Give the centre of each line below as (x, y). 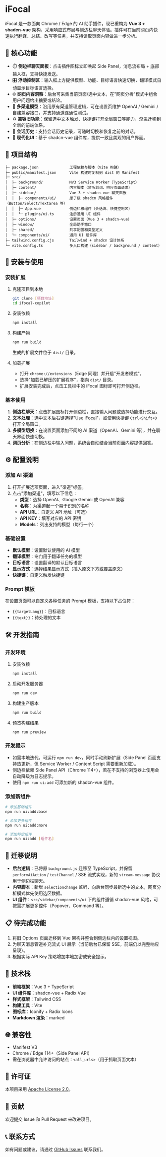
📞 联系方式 (20, 1136)
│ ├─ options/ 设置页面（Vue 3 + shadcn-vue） (68, 219)
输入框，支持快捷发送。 (36, 74)
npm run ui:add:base (27, 811)
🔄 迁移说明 (21, 855)
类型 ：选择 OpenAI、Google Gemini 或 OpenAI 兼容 (72, 499)
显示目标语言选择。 (36, 87)
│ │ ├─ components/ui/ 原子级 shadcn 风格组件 (59, 198)
